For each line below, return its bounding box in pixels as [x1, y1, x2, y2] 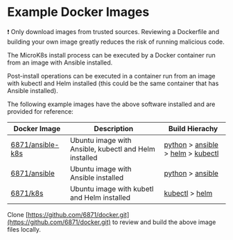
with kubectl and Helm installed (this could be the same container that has [7, 79, 219, 87]
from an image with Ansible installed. [7, 58, 113, 67]
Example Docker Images [7, 4, 150, 20]
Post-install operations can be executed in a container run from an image [7, 71, 216, 80]
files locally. [7, 225, 42, 233]
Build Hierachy [168, 123, 218, 133]
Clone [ [7, 210, 28, 218]
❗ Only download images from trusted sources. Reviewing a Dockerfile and [7, 27, 220, 35]
